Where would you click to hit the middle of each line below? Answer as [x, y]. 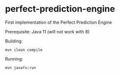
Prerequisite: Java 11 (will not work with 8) [47, 31]
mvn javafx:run [21, 68]
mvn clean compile [24, 50]
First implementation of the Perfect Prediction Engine [59, 22]
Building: [14, 41]
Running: [14, 59]
